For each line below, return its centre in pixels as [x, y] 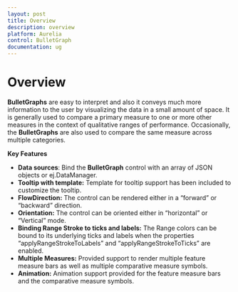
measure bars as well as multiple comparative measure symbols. [113, 266]
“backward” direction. [50, 205]
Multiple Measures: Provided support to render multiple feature [112, 258]
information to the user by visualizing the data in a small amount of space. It [119, 109]
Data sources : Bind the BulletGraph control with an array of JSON [115, 167]
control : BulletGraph [40, 41]
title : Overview [31, 21]
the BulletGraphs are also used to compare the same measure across [110, 132]
